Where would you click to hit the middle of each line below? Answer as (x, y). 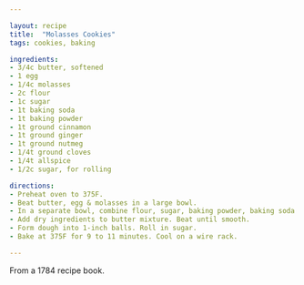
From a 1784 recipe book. (57, 270)
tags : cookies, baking (52, 43)
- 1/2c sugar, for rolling (61, 169)
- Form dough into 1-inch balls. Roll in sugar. (103, 229)
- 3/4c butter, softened (56, 68)
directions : (32, 186)
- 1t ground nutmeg (46, 144)
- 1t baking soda (42, 110)
